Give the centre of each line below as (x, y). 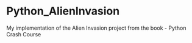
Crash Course (24, 34)
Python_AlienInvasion (63, 11)
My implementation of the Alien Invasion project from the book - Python (96, 28)
